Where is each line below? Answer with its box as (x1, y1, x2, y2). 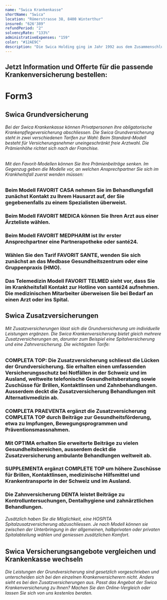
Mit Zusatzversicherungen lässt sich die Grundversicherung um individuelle (5, 326, 160, 332)
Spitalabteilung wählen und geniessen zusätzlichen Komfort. (5, 531, 130, 538)
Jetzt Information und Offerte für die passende (5, 63, 153, 71)
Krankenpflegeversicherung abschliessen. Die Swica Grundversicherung (5, 129, 155, 135)
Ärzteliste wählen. (5, 219, 51, 226)
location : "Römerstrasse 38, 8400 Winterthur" (5, 16, 103, 21)
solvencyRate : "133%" (5, 30, 50, 35)
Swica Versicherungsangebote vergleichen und (5, 547, 157, 556)
